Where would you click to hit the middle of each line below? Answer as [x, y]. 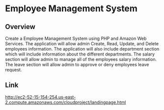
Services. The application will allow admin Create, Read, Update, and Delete [82, 44]
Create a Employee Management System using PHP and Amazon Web [76, 38]
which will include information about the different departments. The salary [80, 54]
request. [14, 70]
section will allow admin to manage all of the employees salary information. [81, 59]
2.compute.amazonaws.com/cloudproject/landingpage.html [66, 102]
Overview [20, 27]
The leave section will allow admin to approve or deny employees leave [77, 65]
